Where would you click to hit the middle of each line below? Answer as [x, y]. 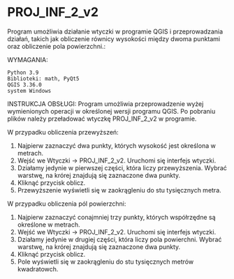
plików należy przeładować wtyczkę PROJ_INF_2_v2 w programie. [102, 119]
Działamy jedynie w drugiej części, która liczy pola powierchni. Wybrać [119, 239]
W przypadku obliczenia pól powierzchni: [67, 204]
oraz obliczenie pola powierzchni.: [57, 46]
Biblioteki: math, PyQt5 [43, 78]
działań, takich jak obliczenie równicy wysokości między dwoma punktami [114, 38]
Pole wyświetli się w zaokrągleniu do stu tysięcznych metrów [105, 262]
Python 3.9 [23, 73]
